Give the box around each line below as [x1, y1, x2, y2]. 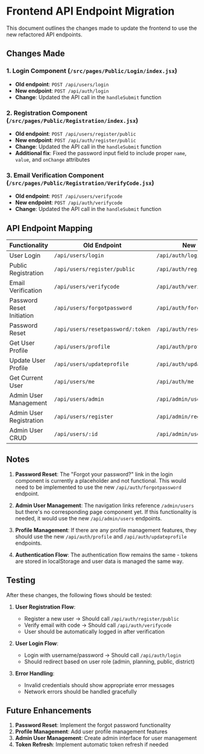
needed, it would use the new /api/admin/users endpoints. [15, 514, 162, 522]
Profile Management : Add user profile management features [15, 728, 168, 735]
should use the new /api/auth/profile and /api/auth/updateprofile [15, 533, 187, 540]
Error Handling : [15, 669, 55, 677]
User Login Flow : [15, 640, 59, 647]
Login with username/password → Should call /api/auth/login [24, 651, 182, 659]
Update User [9, 356, 46, 365]
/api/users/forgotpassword [53, 305, 132, 311]
